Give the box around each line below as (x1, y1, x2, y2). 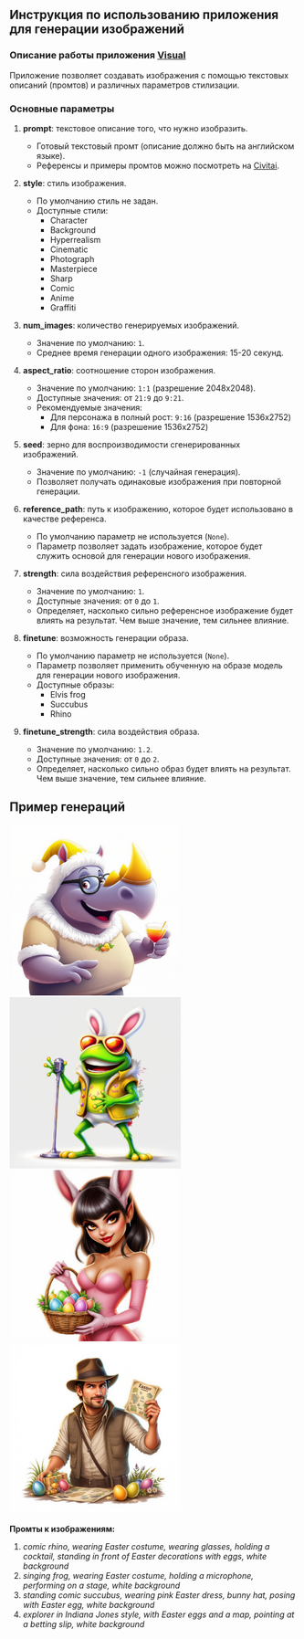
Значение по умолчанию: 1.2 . (36, 743, 153, 754)
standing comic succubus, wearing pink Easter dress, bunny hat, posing (22, 1589, 296, 1601)
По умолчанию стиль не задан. (36, 195, 159, 206)
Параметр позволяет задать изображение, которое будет (36, 541, 263, 552)
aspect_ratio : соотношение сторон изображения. (22, 364, 216, 375)
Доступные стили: (36, 205, 109, 215)
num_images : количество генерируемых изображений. (22, 320, 240, 331)
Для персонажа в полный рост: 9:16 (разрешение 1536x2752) (49, 411, 292, 423)
